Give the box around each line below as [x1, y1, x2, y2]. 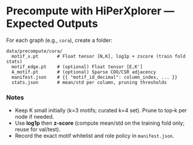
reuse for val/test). [14, 126, 61, 133]
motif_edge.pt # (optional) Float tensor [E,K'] [11, 64, 143, 70]
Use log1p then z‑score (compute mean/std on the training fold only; [14, 119, 185, 127]
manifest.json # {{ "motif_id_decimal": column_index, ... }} [11, 74, 178, 80]
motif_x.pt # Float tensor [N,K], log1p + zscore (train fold [11, 53, 186, 59]
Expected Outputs [6, 17, 99, 30]
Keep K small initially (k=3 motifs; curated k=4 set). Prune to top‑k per [14, 107, 187, 114]
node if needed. [14, 113, 54, 121]
